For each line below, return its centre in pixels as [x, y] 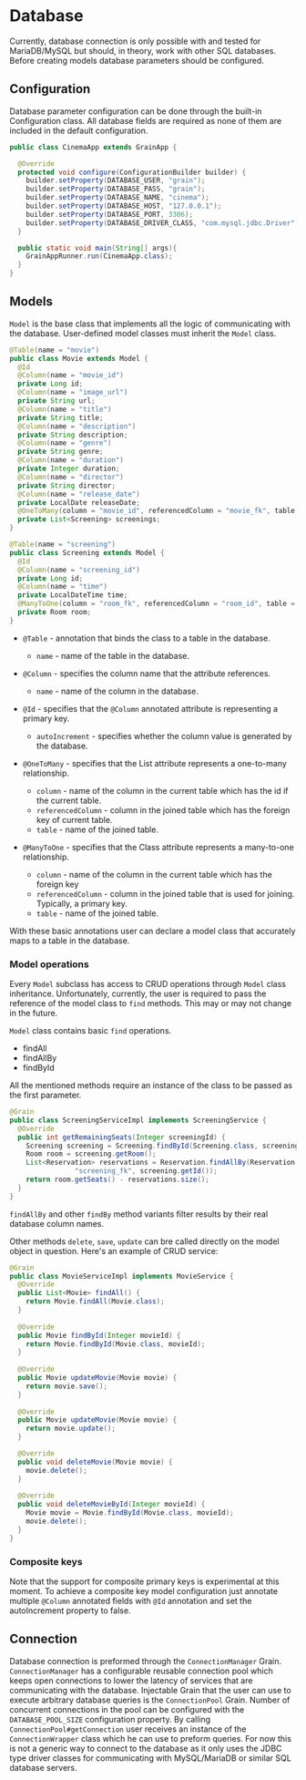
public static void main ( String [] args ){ [97, 248]
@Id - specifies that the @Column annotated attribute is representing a [150, 708]
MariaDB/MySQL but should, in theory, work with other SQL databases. [143, 50]
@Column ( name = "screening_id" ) [79, 570]
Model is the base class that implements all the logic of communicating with [150, 324]
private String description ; [73, 435]
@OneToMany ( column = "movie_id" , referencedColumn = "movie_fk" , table [157, 511]
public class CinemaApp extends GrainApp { [93, 147]
